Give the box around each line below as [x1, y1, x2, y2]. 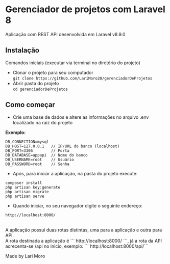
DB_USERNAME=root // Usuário [5, 157, 74, 162]
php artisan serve [5, 194, 44, 199]
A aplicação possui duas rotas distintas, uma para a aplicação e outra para [5, 227, 162, 233]
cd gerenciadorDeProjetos [12, 87, 68, 92]
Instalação [5, 46, 40, 55]
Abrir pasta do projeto [12, 80, 59, 86]
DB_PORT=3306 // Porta [5, 148, 70, 153]
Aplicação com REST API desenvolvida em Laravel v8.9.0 [5, 31, 126, 37]
